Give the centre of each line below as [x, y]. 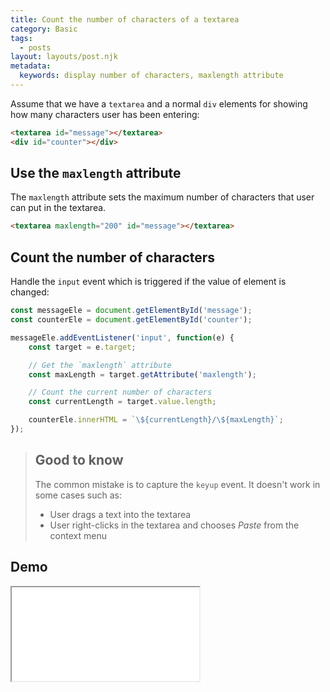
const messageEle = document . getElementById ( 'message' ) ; [131, 311]
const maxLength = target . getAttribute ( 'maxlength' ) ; [142, 374]
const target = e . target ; [82, 347]
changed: [30, 292]
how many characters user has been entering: [105, 114]
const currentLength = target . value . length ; [122, 402]
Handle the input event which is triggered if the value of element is [148, 282]
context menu [78, 535]
